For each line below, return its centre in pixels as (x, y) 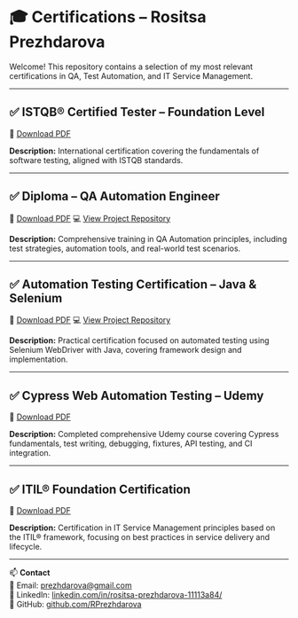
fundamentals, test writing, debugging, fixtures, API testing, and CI (131, 443)
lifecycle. (26, 547)
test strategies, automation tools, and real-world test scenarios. (125, 248)
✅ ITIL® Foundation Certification (100, 489)
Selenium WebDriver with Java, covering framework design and (125, 350)
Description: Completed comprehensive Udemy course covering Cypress (144, 434)
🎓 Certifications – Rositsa (108, 17)
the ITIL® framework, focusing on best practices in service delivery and (140, 537)
